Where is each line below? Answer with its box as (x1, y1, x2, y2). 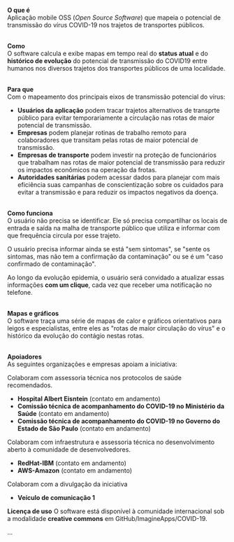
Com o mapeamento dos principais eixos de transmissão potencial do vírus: (7, 92, 226, 101)
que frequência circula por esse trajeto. (7, 231, 121, 239)
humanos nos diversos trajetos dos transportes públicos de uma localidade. (7, 64, 226, 72)
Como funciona (7, 209, 54, 217)
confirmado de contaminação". (7, 260, 96, 268)
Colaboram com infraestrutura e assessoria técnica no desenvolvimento (7, 438, 215, 446)
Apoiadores (7, 353, 42, 361)
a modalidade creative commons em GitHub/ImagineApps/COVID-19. (7, 515, 207, 522)
